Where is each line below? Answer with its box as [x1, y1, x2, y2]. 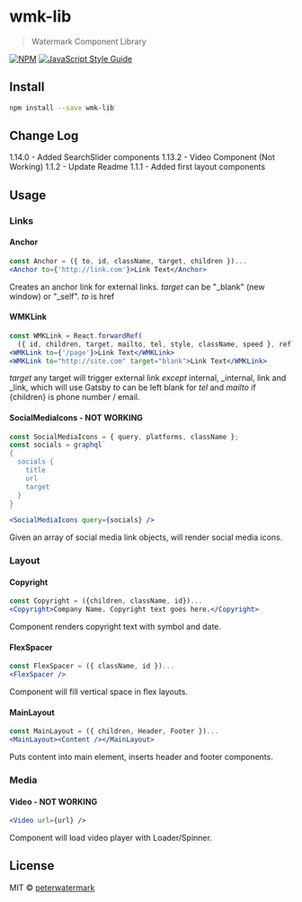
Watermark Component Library [31, 36, 147, 47]
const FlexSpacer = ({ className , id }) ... [9, 662, 175, 671]
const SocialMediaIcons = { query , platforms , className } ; [9, 432, 240, 441]
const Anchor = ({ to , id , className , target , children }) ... [9, 256, 247, 266]
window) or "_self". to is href [9, 290, 115, 302]
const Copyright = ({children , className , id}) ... [9, 597, 203, 606]
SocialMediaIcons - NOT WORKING [9, 412, 144, 423]
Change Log [9, 128, 79, 144]
